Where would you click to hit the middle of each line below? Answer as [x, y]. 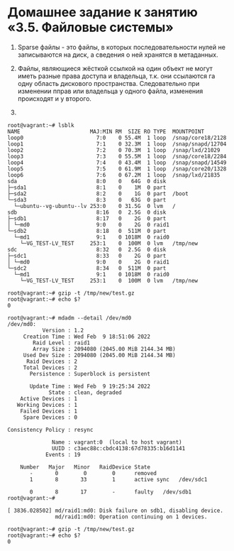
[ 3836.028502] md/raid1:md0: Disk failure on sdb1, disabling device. [115, 511]
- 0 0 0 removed [93, 473]
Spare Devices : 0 [50, 417]
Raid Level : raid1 [62, 343]
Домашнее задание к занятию [103, 12]
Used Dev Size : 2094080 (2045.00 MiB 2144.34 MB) [99, 355]
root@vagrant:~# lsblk [41, 125]
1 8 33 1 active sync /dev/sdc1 [118, 479]
